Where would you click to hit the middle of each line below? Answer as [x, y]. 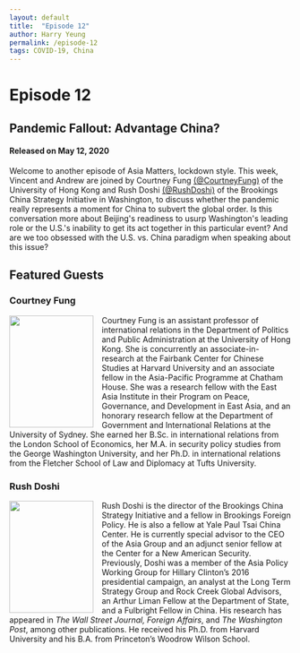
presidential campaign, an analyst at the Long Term [196, 581]
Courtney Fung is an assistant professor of [180, 320]
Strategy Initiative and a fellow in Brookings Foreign [196, 515]
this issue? [29, 246]
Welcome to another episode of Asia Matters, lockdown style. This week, [144, 170]
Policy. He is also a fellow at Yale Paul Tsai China [191, 524]
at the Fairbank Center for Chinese [200, 358]
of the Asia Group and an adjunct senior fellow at [192, 544]
